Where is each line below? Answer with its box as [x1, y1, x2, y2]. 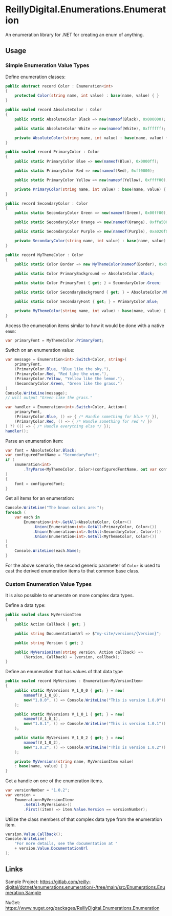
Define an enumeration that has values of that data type [5, 669, 123, 675]
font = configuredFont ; [14, 481, 66, 487]
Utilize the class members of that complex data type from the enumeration [5, 816, 162, 822]
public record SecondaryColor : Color [5, 201, 88, 206]
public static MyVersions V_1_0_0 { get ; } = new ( [14, 688, 125, 693]
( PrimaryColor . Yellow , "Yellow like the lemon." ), [14, 376, 125, 381]
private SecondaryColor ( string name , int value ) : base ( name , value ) [14, 238, 166, 243]
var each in [14, 515, 40, 520]
